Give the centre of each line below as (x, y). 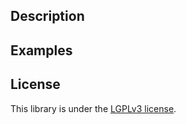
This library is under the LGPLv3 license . (93, 108)
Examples (41, 50)
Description (47, 16)
